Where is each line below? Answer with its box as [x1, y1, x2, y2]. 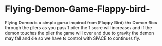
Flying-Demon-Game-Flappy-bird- [5, 3, 150, 15]
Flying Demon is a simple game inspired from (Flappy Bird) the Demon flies [5, 20, 157, 25]
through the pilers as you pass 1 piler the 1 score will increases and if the [5, 24, 152, 30]
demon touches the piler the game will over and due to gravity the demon [5, 30, 154, 36]
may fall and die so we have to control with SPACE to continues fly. [5, 35, 141, 41]
